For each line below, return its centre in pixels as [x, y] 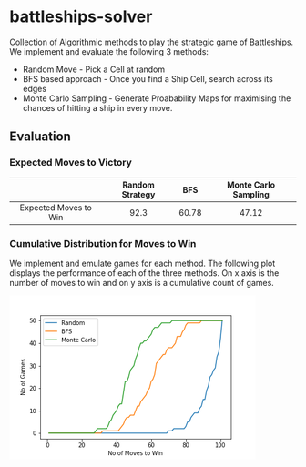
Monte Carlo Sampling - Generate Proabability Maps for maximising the [157, 98]
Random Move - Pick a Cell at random [94, 69]
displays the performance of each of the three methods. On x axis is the [144, 273]
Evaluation [40, 137]
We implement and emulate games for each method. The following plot [143, 264]
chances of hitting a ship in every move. [97, 107]
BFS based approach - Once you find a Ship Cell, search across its [148, 78]
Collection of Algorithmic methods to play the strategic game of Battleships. [152, 42]
